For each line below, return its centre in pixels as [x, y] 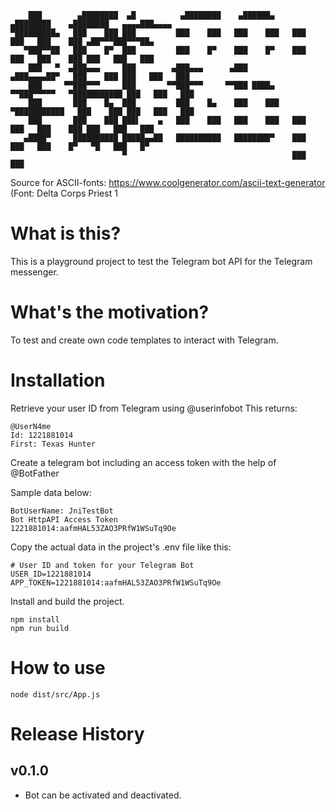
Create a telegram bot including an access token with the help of [143, 462]
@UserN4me [31, 426]
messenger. [34, 272]
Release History [77, 733]
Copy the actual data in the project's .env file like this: [121, 547]
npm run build [40, 628]
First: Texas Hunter [53, 444]
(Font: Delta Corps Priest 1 [64, 193]
